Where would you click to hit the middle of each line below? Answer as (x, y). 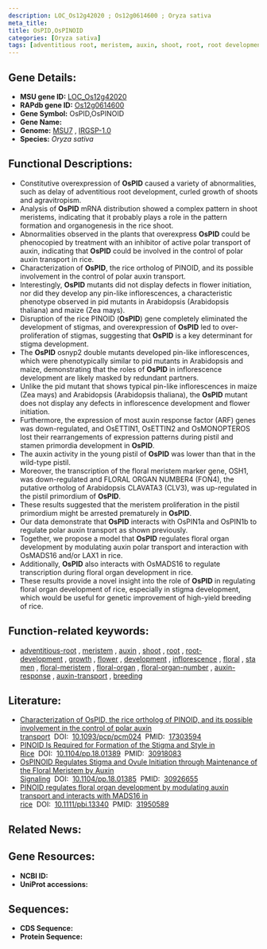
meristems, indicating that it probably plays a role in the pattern (124, 217)
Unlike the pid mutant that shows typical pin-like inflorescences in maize (138, 386)
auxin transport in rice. (57, 259)
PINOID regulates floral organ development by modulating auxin (124, 787)
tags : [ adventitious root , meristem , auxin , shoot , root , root (115, 45)
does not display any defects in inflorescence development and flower (135, 403)
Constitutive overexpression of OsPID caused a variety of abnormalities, (138, 183)
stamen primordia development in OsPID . (87, 445)
